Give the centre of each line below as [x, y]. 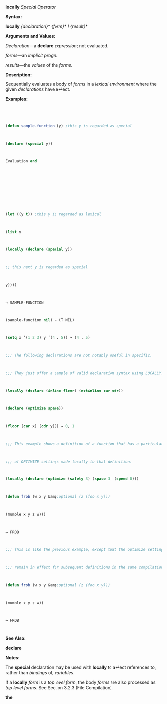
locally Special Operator [31, 7]
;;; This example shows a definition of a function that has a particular [84, 444]
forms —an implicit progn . [31, 55]
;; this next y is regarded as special [47, 267]
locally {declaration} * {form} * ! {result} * [47, 26]
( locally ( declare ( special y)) [39, 249]
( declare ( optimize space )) [35, 408]
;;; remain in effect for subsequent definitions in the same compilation [84, 567]
